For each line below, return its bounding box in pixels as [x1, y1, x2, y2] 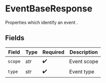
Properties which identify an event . [5, 19, 78, 25]
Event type [69, 68, 95, 75]
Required [42, 48, 65, 55]
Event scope [69, 58, 99, 65]
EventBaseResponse [5, 3, 93, 14]
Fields [5, 34, 25, 42]
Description [69, 48, 98, 55]
